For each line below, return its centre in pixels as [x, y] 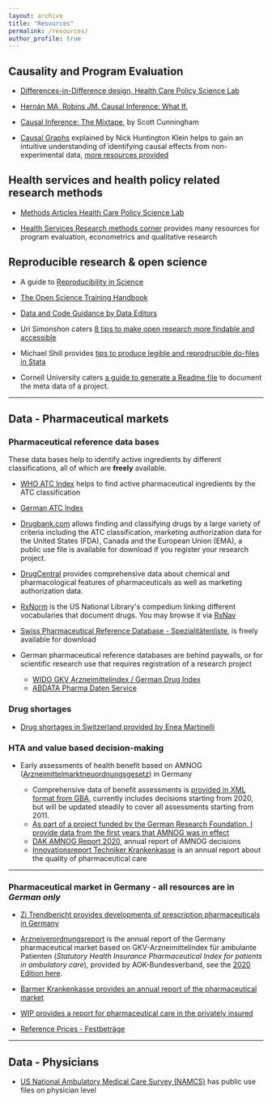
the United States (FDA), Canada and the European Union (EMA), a [131, 541]
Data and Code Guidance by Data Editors [89, 313]
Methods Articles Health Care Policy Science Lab [102, 212]
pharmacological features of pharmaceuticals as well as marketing [131, 583]
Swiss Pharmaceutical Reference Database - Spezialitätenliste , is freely [139, 631]
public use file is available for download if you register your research [134, 549]
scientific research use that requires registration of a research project [136, 664]
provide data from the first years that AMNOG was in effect [130, 832]
